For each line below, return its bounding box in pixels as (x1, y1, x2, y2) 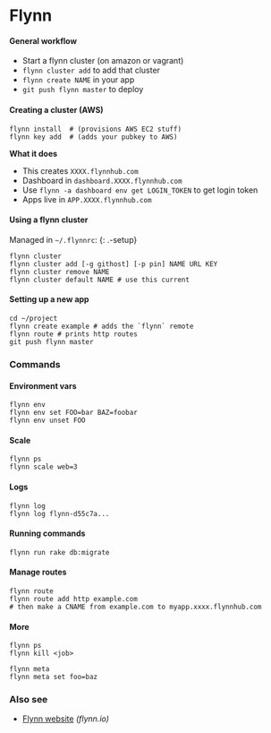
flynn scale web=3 (9, 462, 78, 471)
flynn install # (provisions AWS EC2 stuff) (9, 125, 182, 134)
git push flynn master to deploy (21, 84, 144, 95)
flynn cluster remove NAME (9, 267, 110, 276)
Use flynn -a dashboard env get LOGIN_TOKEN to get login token (21, 185, 258, 195)
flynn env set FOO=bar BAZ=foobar (9, 409, 139, 418)
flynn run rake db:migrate (9, 548, 110, 556)
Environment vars (9, 380, 78, 391)
